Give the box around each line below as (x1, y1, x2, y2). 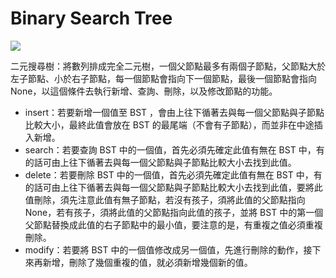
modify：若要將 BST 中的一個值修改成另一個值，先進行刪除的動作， (24, 243, 304, 256)
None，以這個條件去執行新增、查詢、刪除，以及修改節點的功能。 (10, 85, 278, 97)
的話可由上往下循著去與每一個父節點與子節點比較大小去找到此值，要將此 (24, 181, 323, 193)
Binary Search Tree (10, 7, 173, 30)
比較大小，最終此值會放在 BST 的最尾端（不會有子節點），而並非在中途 (24, 118, 315, 131)
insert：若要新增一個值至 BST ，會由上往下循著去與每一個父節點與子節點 (24, 106, 325, 118)
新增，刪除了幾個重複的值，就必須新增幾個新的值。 (42, 256, 253, 268)
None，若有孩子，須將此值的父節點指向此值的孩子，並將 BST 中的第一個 (24, 206, 324, 218)
